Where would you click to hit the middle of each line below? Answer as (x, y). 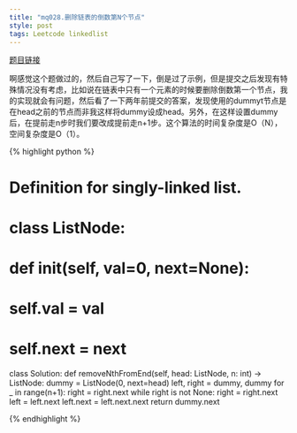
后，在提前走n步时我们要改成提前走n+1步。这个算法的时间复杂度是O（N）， (146, 123)
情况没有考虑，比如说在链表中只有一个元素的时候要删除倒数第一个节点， (148, 90)
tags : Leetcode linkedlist (59, 34)
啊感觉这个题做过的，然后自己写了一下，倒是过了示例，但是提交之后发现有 (145, 79)
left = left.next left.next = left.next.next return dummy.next (114, 402)
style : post (31, 26)
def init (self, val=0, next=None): (129, 268)
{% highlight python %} (52, 152)
